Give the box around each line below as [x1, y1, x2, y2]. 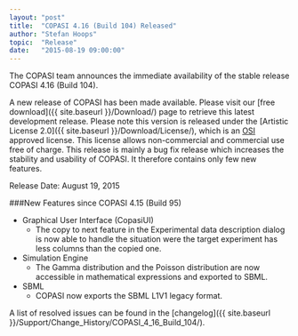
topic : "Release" [9, 37, 77, 47]
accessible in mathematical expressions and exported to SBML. [35, 272, 269, 283]
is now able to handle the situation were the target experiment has [35, 234, 278, 244]
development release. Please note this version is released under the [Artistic [9, 116, 289, 127]
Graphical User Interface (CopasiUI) [21, 215, 154, 226]
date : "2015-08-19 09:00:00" [9, 46, 125, 55]
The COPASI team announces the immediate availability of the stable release [9, 70, 290, 81]
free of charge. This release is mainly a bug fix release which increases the [9, 144, 285, 156]
